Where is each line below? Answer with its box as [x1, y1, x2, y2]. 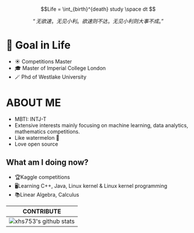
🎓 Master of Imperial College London [14, 65, 106, 72]
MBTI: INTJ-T [14, 115, 47, 123]
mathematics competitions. [14, 128, 80, 135]
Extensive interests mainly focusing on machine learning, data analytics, [14, 121, 189, 129]
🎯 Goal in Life [6, 39, 71, 52]
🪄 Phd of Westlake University [14, 73, 86, 80]
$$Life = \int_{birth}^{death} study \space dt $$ [40, 6, 156, 12]
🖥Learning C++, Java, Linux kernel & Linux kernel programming [14, 182, 168, 189]
